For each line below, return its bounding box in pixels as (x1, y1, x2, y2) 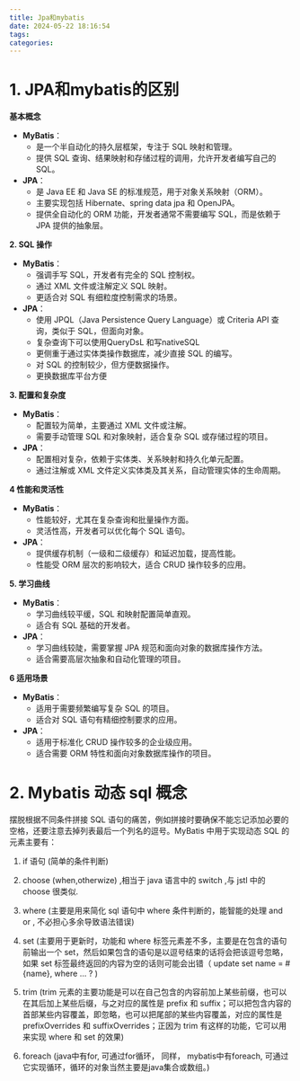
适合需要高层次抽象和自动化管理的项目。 (35, 653, 186, 665)
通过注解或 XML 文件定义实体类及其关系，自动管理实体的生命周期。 (35, 465, 286, 476)
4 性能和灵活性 (9, 484, 65, 495)
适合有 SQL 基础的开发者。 (35, 620, 136, 631)
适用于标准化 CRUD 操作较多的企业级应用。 (35, 737, 198, 748)
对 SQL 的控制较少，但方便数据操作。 (35, 359, 175, 370)
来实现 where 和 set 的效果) (22, 1032, 124, 1042)
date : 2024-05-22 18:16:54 (9, 22, 110, 31)
